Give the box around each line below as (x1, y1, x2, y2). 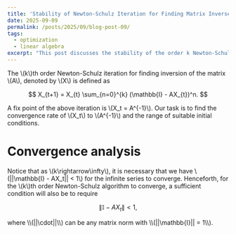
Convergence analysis (7, 144, 141, 159)
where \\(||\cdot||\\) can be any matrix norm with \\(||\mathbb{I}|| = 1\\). (7, 218, 214, 226)
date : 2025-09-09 (7, 17, 58, 24)
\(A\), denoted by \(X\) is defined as (7, 76, 110, 85)
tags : (7, 30, 23, 37)
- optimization (13, 37, 58, 44)
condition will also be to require (7, 189, 98, 197)
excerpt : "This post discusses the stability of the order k (7, 50, 190, 57)
